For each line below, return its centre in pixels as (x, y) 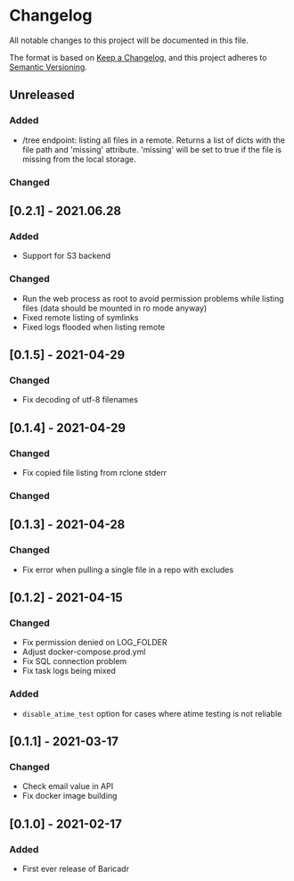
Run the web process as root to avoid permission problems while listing (153, 298)
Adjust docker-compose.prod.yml (84, 652)
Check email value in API (68, 786)
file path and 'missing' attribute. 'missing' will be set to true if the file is (152, 149)
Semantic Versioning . (48, 67)
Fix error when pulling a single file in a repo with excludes (128, 569)
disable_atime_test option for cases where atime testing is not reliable (152, 713)
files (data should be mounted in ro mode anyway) (114, 308)
